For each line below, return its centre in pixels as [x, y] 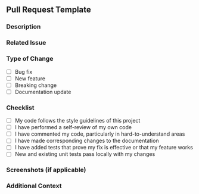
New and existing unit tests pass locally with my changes [85, 154]
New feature [30, 78]
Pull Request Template [49, 10]
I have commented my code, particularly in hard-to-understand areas [100, 134]
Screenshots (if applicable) [46, 170]
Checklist [20, 108]
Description [24, 27]
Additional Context [34, 186]
